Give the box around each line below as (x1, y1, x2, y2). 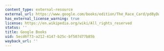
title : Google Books (5, 30, 47, 34)
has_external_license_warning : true (5, 16, 80, 21)
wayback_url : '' (5, 39, 38, 44)
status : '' (5, 25, 27, 30)
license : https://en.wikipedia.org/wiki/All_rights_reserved (5, 20, 132, 26)
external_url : (5, 12, 34, 17)
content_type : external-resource (5, 7, 73, 12)
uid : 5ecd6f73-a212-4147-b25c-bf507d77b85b (5, 34, 95, 39)
